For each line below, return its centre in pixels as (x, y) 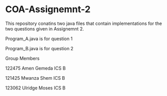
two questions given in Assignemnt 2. (45, 28)
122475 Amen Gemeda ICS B (36, 68)
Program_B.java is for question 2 (39, 48)
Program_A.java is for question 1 (39, 39)
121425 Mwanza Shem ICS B (35, 78)
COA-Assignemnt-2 (48, 9)
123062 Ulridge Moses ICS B (35, 88)
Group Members (22, 58)
